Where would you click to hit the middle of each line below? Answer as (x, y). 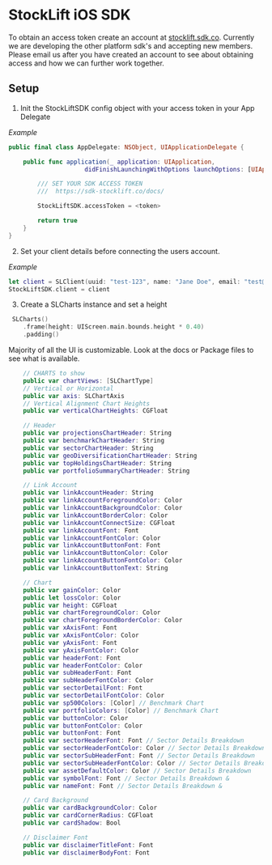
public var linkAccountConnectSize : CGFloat (99, 523)
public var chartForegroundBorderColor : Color (103, 621)
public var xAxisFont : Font (70, 628)
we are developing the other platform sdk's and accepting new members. (131, 45)
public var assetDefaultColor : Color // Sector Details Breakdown (137, 770)
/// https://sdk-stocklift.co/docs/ (101, 192)
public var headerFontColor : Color (83, 665)
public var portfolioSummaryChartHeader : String (106, 471)
